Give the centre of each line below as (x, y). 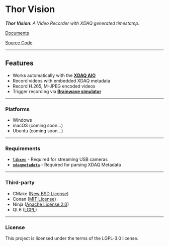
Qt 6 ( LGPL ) (25, 209)
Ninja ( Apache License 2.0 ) (41, 204)
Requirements (23, 148)
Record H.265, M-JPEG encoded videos (54, 86)
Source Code (19, 43)
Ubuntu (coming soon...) (38, 131)
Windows (22, 120)
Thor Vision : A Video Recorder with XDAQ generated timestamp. (72, 23)
